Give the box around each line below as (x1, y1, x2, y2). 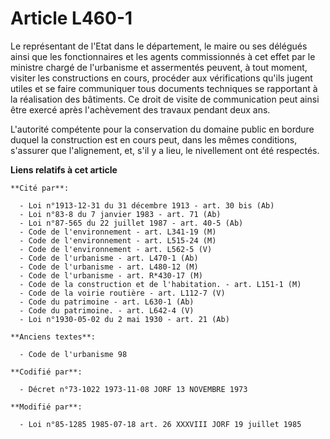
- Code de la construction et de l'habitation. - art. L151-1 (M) (19, 279, 302, 289)
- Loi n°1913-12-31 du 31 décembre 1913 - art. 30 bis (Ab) (19, 200, 275, 211)
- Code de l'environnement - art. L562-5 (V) (19, 244, 213, 254)
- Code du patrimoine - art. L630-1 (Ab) (19, 297, 195, 307)
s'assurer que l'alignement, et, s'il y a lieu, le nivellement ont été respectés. (10, 144, 320, 156)
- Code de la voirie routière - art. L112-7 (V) (19, 288, 226, 298)
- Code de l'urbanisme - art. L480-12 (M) (19, 262, 199, 272)
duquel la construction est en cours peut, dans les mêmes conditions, (10, 133, 298, 146)
